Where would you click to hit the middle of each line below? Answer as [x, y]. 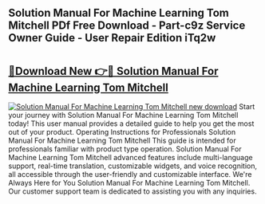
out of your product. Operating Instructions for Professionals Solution [122, 132]
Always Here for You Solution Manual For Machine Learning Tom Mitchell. [129, 183]
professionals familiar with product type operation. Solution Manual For [125, 149]
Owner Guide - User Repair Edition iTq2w [112, 38]
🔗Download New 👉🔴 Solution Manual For [113, 71]
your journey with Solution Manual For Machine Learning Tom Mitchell [123, 115]
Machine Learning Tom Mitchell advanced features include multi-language [131, 157]
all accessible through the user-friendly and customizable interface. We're [131, 174]
